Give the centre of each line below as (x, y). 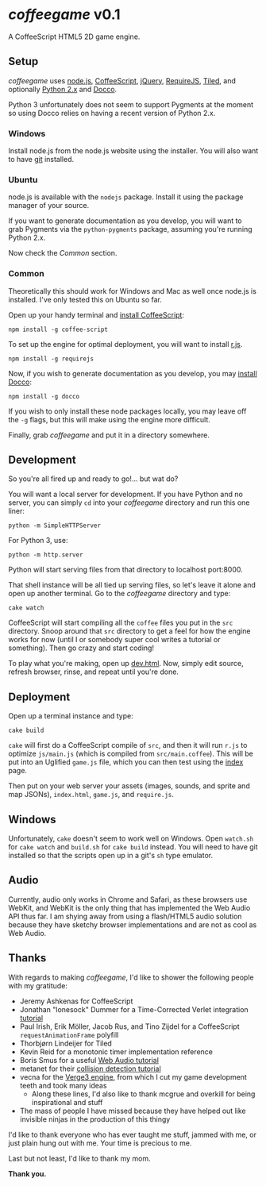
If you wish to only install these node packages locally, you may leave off (127, 411)
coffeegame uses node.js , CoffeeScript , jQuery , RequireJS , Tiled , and (122, 80)
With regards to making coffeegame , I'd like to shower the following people (131, 977)
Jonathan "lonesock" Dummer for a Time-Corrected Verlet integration (134, 1009)
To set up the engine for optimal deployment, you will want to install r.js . (125, 344)
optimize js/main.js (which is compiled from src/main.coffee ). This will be (131, 754)
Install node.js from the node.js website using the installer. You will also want (133, 151)
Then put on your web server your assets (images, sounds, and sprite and (129, 786)
